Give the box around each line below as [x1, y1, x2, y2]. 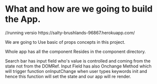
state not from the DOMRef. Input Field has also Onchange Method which [5, 63, 152, 69]
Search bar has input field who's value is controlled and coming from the [5, 58, 151, 64]
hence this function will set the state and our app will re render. [5, 73, 131, 79]
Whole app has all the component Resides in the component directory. [5, 49, 146, 54]
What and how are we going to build [5, 3, 153, 15]
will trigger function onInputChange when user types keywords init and [5, 68, 147, 74]
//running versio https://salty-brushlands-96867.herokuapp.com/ [5, 30, 135, 35]
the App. [5, 14, 41, 25]
